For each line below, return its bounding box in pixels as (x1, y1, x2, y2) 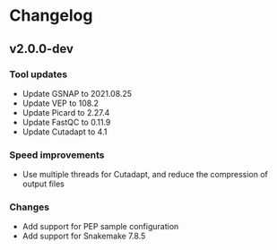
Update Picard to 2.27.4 (22, 107, 110, 117)
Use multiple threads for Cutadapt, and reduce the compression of (22, 169, 269, 180)
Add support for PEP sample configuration (22, 221, 179, 232)
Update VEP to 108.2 (22, 98, 99, 108)
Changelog (9, 5, 93, 26)
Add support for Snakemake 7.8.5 (22, 230, 146, 242)
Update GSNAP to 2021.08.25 (22, 88, 133, 99)
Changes (9, 201, 50, 213)
